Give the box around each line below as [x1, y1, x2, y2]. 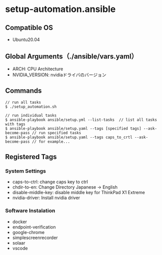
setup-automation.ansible [5, 3, 116, 15]
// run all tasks [5, 100, 41, 105]
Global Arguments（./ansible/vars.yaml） [5, 52, 138, 61]
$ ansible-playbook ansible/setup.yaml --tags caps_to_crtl [5, 135, 133, 140]
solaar [12, 240, 25, 246]
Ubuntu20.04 [12, 36, 40, 42]
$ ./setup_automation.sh [5, 104, 57, 109]
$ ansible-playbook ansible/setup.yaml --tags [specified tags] [5, 126, 142, 131]
